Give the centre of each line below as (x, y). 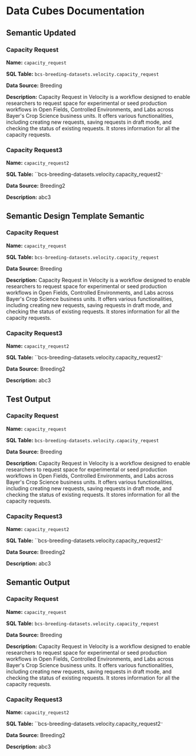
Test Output (29, 399)
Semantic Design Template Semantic (75, 216)
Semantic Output (38, 582)
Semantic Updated (41, 33)
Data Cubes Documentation (75, 11)
